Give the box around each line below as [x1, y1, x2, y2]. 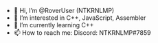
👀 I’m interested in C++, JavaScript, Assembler [13, 14, 146, 22]
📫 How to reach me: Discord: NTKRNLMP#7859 [13, 29, 151, 37]
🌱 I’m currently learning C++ [13, 21, 94, 29]
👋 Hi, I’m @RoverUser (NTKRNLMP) [13, 7, 115, 14]
